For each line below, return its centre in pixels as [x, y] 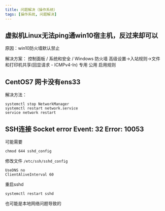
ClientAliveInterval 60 [30, 175]
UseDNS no [15, 170]
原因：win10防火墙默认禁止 [33, 48]
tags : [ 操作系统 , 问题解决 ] [31, 14]
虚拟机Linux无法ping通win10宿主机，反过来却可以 [82, 35]
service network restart [31, 113]
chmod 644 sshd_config [28, 151]
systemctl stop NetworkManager [37, 104]
